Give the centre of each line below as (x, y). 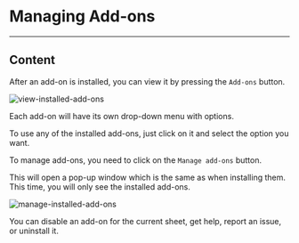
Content (32, 60)
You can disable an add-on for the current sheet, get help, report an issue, (145, 221)
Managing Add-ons (82, 16)
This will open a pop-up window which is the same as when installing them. (148, 177)
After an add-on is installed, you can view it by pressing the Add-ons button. (147, 81)
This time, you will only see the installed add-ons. (100, 186)
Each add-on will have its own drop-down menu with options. (121, 116)
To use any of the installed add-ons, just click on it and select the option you (149, 133)
